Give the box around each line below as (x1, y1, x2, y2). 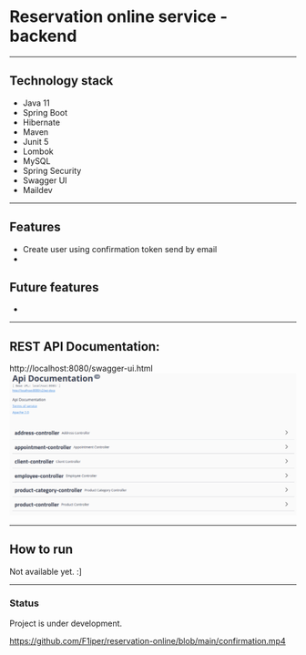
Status (9, 597, 39, 609)
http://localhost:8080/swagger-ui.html (9, 363, 153, 374)
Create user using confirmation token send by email (22, 243, 218, 254)
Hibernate (22, 117, 61, 128)
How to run (9, 542, 74, 558)
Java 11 (22, 97, 50, 108)
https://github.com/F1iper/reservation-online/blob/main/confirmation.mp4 (9, 635, 286, 646)
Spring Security (22, 165, 82, 176)
